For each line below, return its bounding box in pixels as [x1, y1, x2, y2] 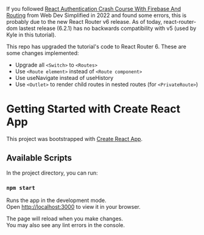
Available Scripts [6, 153, 72, 164]
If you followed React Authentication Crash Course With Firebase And [6, 5, 181, 12]
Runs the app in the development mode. [6, 197, 107, 204]
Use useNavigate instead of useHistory [15, 74, 114, 81]
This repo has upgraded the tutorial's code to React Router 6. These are [6, 43, 187, 50]
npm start [6, 184, 35, 191]
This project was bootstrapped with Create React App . [6, 135, 143, 142]
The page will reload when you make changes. [6, 215, 124, 222]
